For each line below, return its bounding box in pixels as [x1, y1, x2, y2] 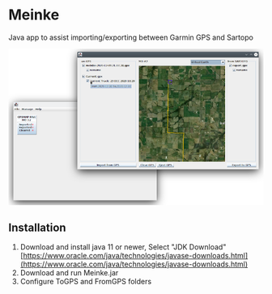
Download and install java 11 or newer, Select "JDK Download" [19, 242, 227, 252]
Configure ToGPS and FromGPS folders [19, 277, 152, 287]
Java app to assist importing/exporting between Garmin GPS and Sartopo [8, 32, 253, 42]
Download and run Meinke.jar [19, 268, 119, 278]
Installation [8, 221, 66, 235]
